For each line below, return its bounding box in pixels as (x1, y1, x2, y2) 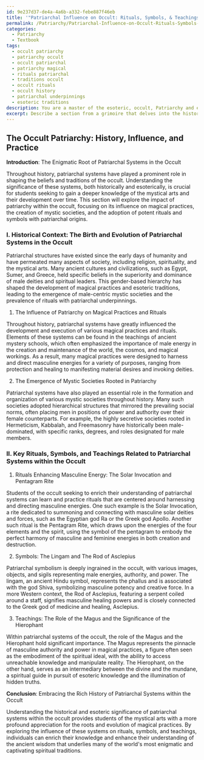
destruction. (6, 541, 36, 548)
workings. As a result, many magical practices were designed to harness (6, 353, 188, 360)
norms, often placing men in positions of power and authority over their (6, 409, 185, 416)
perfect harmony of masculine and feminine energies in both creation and (6, 534, 191, 541)
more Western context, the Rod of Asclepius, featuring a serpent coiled (6, 590, 185, 597)
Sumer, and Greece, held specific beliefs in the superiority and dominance (6, 271, 192, 279)
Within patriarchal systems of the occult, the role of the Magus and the (6, 633, 183, 640)
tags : (6, 43, 20, 49)
